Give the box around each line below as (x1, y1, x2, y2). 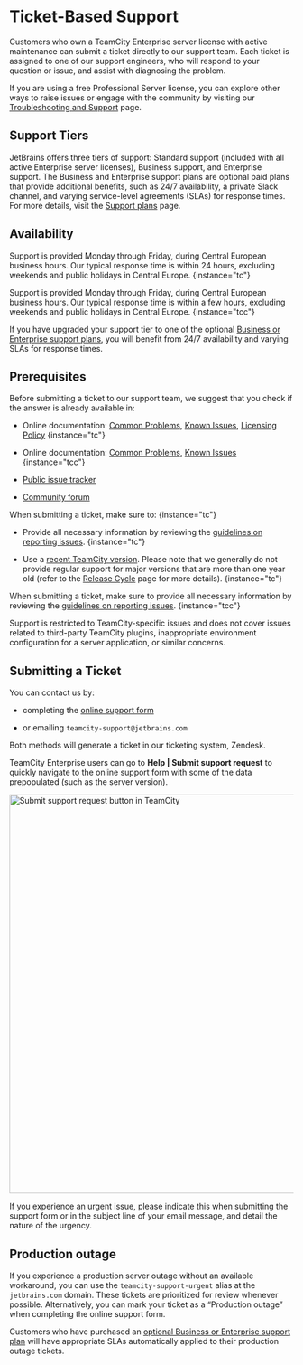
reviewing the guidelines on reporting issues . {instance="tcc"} (9, 600, 241, 611)
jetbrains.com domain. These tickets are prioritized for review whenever (9, 1290, 279, 1300)
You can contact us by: (9, 687, 95, 698)
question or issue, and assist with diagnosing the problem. (9, 65, 226, 76)
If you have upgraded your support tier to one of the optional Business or (9, 324, 281, 334)
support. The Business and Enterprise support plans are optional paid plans (9, 171, 290, 182)
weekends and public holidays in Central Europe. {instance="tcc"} (9, 306, 255, 317)
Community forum (22, 492, 90, 503)
